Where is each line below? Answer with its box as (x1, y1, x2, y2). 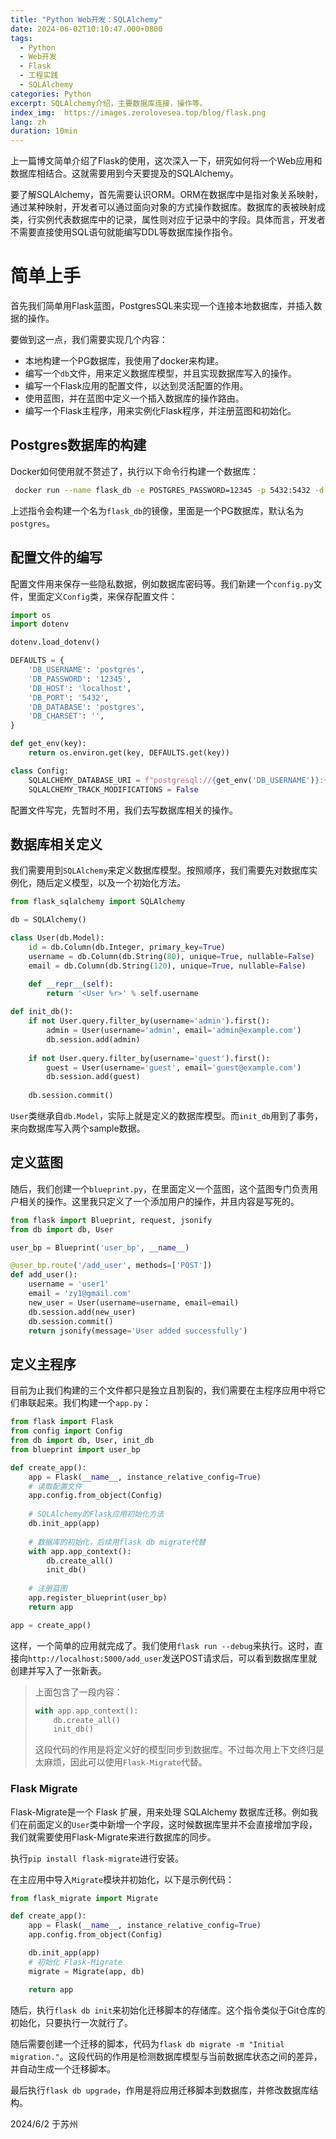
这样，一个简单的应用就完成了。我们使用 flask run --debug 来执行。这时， (10, 1639, 315, 1651)
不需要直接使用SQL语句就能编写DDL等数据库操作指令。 (10, 226, 238, 238)
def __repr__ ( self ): (28, 979, 114, 989)
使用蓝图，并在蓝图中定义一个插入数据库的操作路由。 (24, 392, 245, 405)
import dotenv (10, 619, 70, 630)
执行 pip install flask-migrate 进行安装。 (10, 1852, 184, 1864)
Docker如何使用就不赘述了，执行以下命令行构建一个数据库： (10, 465, 260, 477)
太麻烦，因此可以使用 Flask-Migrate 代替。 (34, 1756, 208, 1768)
